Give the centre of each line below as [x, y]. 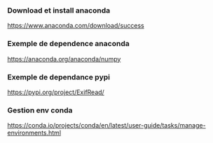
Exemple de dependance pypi [59, 77]
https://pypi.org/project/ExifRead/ [56, 92]
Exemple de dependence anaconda [68, 44]
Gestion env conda [40, 110]
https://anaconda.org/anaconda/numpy [64, 59]
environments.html [34, 133]
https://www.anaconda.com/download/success [76, 26]
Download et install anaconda [59, 10]
